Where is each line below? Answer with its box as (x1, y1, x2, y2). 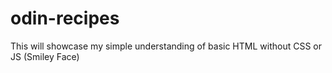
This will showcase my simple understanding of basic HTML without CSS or (10, 40, 322, 52)
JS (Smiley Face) (10, 50, 80, 62)
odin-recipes (10, 7, 120, 30)
